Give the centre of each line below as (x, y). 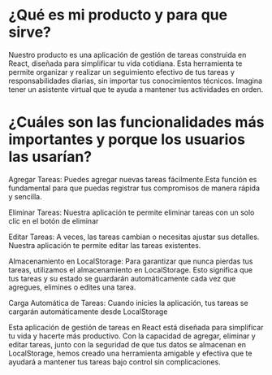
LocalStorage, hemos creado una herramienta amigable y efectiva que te (130, 353)
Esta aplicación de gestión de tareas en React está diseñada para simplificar (136, 327)
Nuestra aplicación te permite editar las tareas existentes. (105, 245)
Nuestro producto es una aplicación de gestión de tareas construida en (127, 55)
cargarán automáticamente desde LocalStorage (88, 312)
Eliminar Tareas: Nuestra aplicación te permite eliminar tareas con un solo (132, 212)
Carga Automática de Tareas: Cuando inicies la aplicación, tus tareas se (129, 303)
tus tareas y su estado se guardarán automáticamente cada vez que (122, 278)
